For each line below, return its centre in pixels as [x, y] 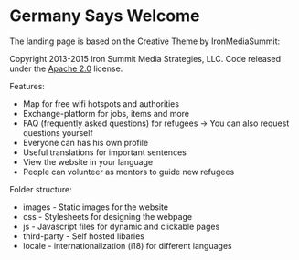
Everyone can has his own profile [85, 142]
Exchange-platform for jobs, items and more [106, 113]
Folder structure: [41, 189]
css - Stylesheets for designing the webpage [107, 216]
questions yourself [58, 132]
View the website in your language [88, 161]
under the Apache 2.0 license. [66, 68]
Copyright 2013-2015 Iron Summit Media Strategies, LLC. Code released [145, 58]
